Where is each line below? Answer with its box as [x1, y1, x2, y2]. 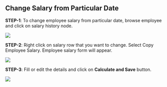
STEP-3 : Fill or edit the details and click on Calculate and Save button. [5, 66, 152, 72]
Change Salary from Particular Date [5, 4, 119, 13]
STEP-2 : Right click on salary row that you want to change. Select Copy [5, 42, 154, 48]
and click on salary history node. [5, 23, 73, 29]
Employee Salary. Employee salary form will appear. [5, 47, 112, 53]
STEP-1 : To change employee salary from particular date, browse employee [5, 17, 162, 23]
